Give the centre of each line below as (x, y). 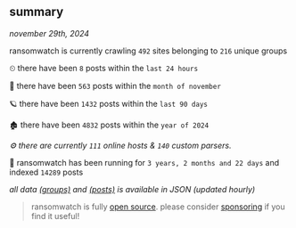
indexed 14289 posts (46, 172)
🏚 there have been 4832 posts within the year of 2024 (109, 125)
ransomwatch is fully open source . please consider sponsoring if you (158, 207)
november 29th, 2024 (49, 33)
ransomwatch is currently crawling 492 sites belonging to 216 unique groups (148, 51)
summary (37, 12)
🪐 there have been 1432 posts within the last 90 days (108, 103)
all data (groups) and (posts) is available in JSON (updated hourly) (132, 189)
